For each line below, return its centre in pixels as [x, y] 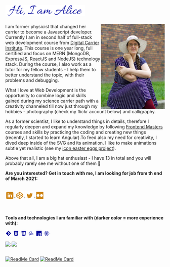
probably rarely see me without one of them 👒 [53, 163]
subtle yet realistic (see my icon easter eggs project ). [61, 148]
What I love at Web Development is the [46, 90]
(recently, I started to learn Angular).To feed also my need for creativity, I [81, 138]
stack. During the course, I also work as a [49, 64]
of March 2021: [22, 179]
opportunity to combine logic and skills [46, 96]
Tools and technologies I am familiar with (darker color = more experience [84, 217]
